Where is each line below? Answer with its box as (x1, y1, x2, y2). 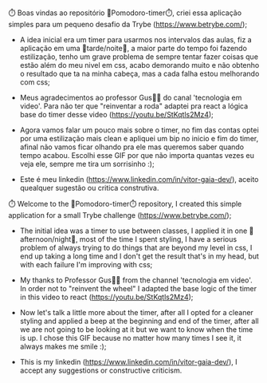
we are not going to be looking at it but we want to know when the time (19, 325, 253, 334)
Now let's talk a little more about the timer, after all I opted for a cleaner (19, 308, 253, 317)
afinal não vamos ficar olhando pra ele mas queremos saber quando (19, 142, 245, 152)
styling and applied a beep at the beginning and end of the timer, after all (19, 316, 259, 326)
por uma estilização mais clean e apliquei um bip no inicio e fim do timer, (19, 134, 259, 143)
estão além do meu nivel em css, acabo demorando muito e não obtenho (19, 61, 260, 69)
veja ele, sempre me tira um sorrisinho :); (19, 160, 155, 168)
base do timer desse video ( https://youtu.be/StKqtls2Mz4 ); (19, 110, 214, 119)
